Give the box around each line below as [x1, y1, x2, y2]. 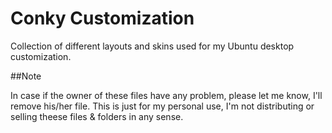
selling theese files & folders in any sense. [10, 110, 184, 122]
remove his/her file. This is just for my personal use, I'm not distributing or [10, 100, 315, 112]
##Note [10, 70, 42, 82]
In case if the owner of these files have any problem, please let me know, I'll [10, 89, 323, 101]
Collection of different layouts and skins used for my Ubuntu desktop [10, 40, 295, 52]
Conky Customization [10, 7, 195, 30]
